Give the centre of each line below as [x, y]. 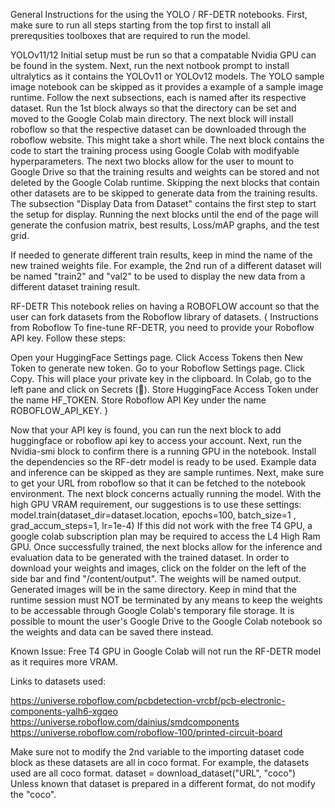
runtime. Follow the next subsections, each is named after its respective [158, 97]
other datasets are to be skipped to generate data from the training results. [164, 193]
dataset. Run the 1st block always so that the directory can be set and [153, 108]
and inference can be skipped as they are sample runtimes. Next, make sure [167, 472]
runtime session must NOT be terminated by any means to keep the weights [166, 600]
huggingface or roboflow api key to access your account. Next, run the [156, 440]
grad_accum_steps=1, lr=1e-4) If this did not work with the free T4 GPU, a [161, 525]
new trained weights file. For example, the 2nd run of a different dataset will [166, 265]
